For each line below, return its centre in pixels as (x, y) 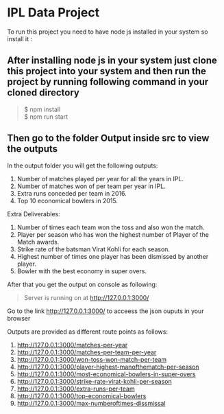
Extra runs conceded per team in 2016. (72, 193)
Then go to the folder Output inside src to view (108, 138)
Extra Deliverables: (34, 214)
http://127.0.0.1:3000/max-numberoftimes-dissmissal (91, 403)
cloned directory (43, 93)
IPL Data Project (53, 13)
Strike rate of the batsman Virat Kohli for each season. (93, 249)
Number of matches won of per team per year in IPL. (91, 186)
